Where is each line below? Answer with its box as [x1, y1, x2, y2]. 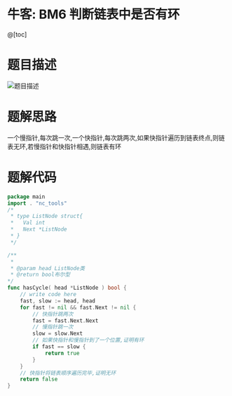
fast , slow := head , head [20, 297, 96, 305]
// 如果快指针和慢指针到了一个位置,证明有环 [32, 337, 144, 344]
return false [20, 376, 58, 383]
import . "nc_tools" [7, 200, 68, 207]
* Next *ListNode [10, 226, 68, 233]
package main [7, 193, 46, 200]
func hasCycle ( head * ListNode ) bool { [7, 284, 128, 292]
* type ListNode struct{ [10, 212, 83, 220]
